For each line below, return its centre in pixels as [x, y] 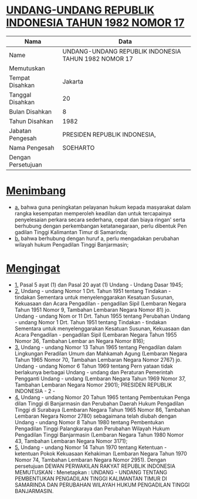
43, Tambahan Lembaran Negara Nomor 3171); [71, 441]
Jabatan [20, 131]
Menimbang [36, 191]
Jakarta [73, 81]
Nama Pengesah [32, 148]
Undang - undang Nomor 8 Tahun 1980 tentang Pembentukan [89, 422]
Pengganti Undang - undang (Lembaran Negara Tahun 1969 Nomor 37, [100, 378]
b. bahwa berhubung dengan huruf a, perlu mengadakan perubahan [97, 238]
